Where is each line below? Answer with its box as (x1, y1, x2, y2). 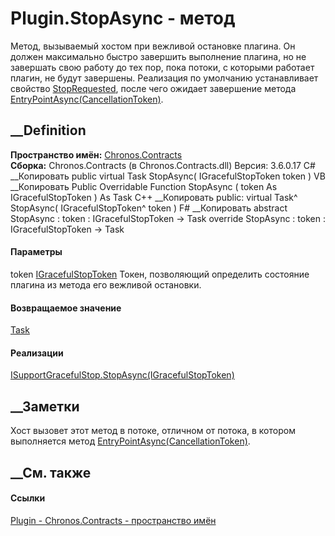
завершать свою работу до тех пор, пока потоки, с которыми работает (10, 61, 315, 73)
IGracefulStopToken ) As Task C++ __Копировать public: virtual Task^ (10, 191, 298, 203)
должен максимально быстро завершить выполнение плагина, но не (10, 50, 307, 62)
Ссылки (10, 492, 46, 504)
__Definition (10, 122, 87, 139)
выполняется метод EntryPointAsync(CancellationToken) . (10, 435, 251, 447)
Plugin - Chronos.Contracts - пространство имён (10, 514, 217, 526)
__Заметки (10, 398, 80, 415)
